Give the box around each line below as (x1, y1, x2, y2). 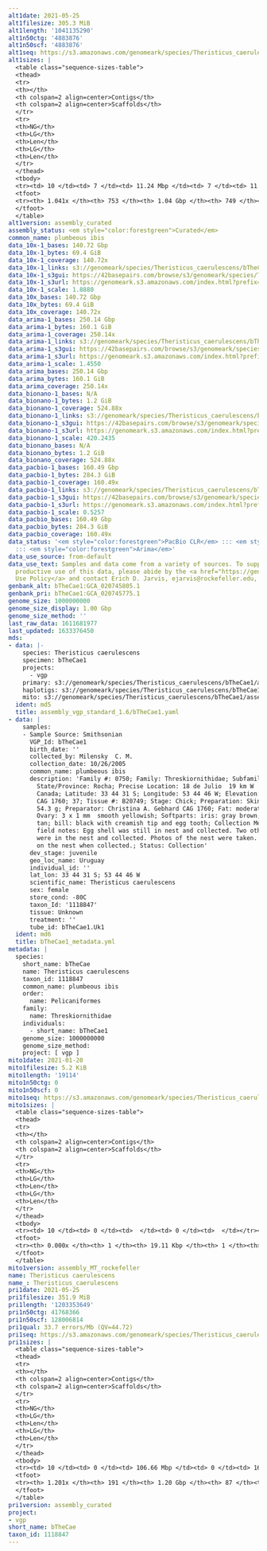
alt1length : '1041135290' (8, 26, 94, 34)
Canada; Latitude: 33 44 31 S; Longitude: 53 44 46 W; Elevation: (37, 790, 261, 798)
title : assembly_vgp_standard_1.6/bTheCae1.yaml (15, 709, 180, 717)
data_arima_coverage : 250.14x (8, 382, 109, 391)
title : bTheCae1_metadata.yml (15, 938, 115, 946)
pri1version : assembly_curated (8, 1501, 112, 1509)
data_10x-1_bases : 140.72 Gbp (8, 241, 109, 249)
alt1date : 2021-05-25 (8, 11, 80, 20)
